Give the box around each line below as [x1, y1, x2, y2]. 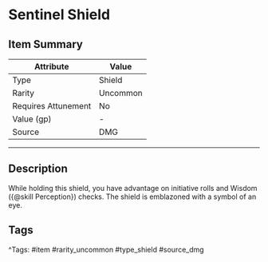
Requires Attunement [12, 101, 92, 111]
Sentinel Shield [8, 6, 110, 24]
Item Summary [8, 38, 84, 51]
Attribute [34, 62, 69, 72]
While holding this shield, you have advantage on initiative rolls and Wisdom [8, 183, 258, 193]
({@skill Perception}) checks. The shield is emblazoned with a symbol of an [8, 192, 257, 201]
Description [8, 162, 68, 176]
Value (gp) [12, 113, 52, 125]
